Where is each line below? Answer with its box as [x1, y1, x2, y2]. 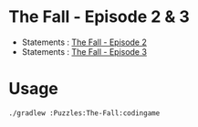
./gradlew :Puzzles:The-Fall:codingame [8, 108, 161, 118]
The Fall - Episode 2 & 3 [8, 6, 191, 27]
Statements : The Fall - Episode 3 [21, 46, 148, 57]
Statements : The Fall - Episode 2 [21, 37, 148, 48]
